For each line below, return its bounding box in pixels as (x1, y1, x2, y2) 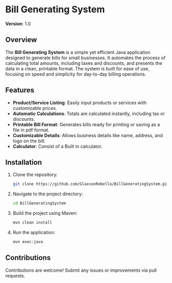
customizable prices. (12, 105, 58, 111)
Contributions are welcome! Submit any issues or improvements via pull (5, 267, 157, 273)
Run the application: (12, 230, 55, 235)
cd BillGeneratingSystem (12, 201, 66, 206)
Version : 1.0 (5, 21, 31, 27)
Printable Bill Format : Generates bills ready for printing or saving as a (12, 121, 160, 127)
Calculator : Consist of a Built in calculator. (12, 143, 103, 149)
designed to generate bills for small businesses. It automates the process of (5, 54, 166, 61)
